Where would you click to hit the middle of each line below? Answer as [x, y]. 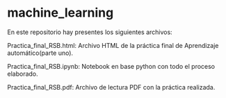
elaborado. [23, 74]
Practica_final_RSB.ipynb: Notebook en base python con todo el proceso [111, 66]
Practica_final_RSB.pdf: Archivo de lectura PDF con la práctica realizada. [111, 87]
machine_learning [60, 13]
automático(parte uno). [40, 53]
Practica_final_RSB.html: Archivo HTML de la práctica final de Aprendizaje [113, 45]
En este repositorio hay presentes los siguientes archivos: [90, 32]
